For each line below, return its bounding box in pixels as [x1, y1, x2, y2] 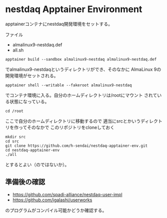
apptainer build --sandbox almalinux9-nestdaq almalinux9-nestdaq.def [5, 57, 157, 62]
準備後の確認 [5, 178, 45, 186]
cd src [5, 139, 19, 144]
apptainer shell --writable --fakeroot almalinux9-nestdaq [5, 82, 132, 88]
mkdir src [5, 134, 26, 139]
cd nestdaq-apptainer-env [5, 147, 60, 152]
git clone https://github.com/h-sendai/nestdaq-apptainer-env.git [5, 143, 148, 148]
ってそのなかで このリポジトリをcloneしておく [18, 124, 115, 130]
